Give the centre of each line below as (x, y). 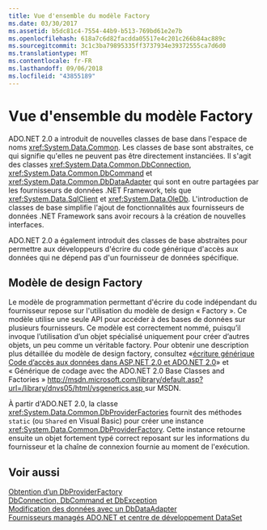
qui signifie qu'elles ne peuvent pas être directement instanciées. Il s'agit (130, 155)
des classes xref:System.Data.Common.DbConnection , (100, 164)
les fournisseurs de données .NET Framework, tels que (100, 190)
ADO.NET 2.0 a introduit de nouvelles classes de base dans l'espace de (128, 138)
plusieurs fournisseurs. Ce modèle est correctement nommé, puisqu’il (125, 328)
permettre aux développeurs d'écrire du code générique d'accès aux (123, 248)
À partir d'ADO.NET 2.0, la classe (64, 404)
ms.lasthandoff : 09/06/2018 (56, 69)
